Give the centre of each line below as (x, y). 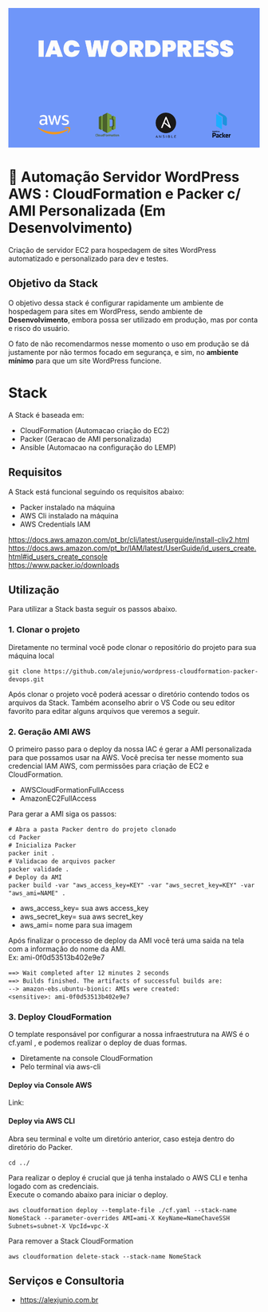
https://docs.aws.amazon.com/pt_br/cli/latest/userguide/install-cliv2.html (129, 539)
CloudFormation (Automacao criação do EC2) (95, 430)
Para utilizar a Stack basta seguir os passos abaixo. (93, 609)
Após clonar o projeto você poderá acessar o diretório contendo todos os (129, 694)
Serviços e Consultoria (67, 1281)
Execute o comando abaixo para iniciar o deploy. (88, 1194)
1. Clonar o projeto (44, 630)
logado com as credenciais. (54, 1186)
